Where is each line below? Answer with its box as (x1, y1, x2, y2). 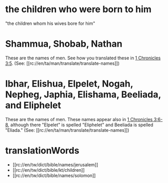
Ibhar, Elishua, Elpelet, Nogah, (5, 78, 134, 90)
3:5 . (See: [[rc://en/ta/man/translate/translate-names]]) (5, 60, 120, 66)
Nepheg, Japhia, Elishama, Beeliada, (5, 89, 161, 100)
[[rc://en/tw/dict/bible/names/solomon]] (12, 172, 96, 178)
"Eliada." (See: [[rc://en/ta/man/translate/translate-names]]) (5, 127, 130, 133)
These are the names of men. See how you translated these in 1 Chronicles (5, 55, 161, 61)
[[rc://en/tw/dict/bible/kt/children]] (12, 167, 85, 173)
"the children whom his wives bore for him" (5, 20, 95, 26)
